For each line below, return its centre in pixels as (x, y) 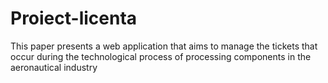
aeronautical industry (54, 67)
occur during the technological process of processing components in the (161, 56)
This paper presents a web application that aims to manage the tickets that (164, 46)
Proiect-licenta (74, 18)
